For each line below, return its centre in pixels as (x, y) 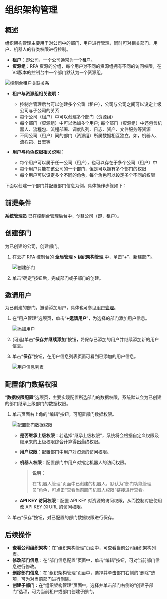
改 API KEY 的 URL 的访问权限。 (52, 507)
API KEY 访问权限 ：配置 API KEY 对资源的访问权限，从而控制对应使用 (91, 501)
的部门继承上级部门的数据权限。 (38, 404)
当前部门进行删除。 (54, 579)
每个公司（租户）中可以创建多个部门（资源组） (68, 117)
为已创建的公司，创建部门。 (34, 246)
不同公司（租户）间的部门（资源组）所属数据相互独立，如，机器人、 (89, 135)
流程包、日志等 (35, 142)
